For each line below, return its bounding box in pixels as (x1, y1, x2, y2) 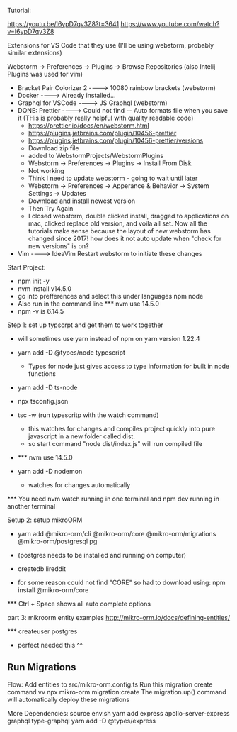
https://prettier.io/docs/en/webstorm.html (28, 121, 150, 130)
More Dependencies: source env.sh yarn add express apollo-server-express (7, 709, 230, 717)
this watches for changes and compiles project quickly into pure (28, 425, 216, 433)
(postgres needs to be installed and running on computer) (17, 551, 186, 559)
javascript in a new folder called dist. (28, 432, 136, 440)
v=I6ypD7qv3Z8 (7, 28, 54, 35)
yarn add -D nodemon (17, 467, 83, 475)
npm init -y (17, 277, 50, 285)
